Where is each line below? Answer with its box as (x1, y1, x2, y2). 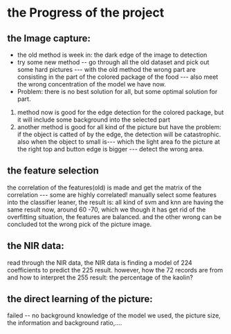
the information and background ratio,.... (7, 319, 122, 327)
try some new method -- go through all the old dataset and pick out (17, 58, 210, 66)
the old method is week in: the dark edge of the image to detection (17, 50, 207, 59)
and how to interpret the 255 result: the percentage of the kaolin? (7, 273, 194, 281)
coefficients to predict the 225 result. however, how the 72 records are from (7, 266, 223, 274)
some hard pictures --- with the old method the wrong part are (17, 66, 196, 73)
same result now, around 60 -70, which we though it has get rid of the (7, 205, 206, 214)
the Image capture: (7, 33, 91, 44)
